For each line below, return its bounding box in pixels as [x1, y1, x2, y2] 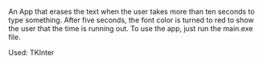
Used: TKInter [8, 48, 55, 57]
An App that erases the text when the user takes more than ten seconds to [8, 7, 255, 16]
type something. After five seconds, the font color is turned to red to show [8, 15, 255, 25]
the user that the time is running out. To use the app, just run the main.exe [8, 24, 253, 33]
